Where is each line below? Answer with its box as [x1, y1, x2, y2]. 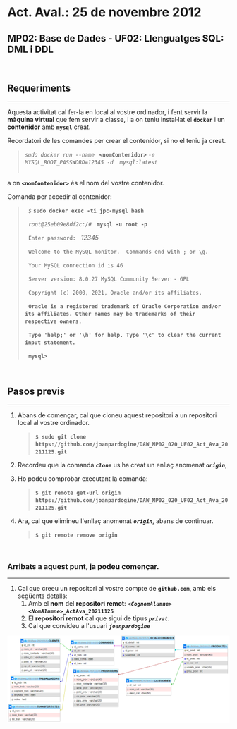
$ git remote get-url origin [35, 489, 121, 496]
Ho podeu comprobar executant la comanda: [17, 474, 148, 483]
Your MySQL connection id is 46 [28, 262, 123, 269]
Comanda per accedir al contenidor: [7, 192, 112, 201]
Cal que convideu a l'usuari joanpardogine [28, 621, 150, 630]
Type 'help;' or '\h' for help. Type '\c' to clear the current [28, 331, 221, 338]
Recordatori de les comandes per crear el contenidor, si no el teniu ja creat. [7, 136, 226, 145]
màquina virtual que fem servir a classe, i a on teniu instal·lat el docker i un [7, 115, 226, 123]
